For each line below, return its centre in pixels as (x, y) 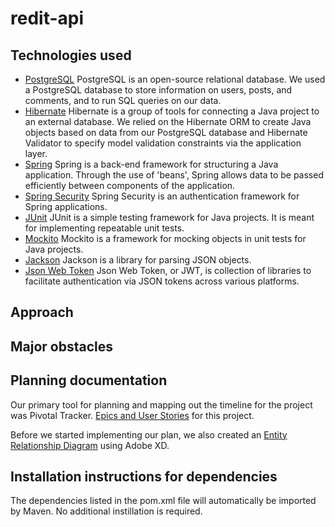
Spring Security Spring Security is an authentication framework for (162, 196)
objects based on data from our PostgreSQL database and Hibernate (166, 132)
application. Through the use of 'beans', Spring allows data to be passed (174, 175)
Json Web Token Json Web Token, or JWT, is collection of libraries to (168, 270)
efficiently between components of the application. (130, 185)
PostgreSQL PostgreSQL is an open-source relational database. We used (175, 79)
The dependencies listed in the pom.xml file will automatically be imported (163, 501)
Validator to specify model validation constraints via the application (163, 143)
